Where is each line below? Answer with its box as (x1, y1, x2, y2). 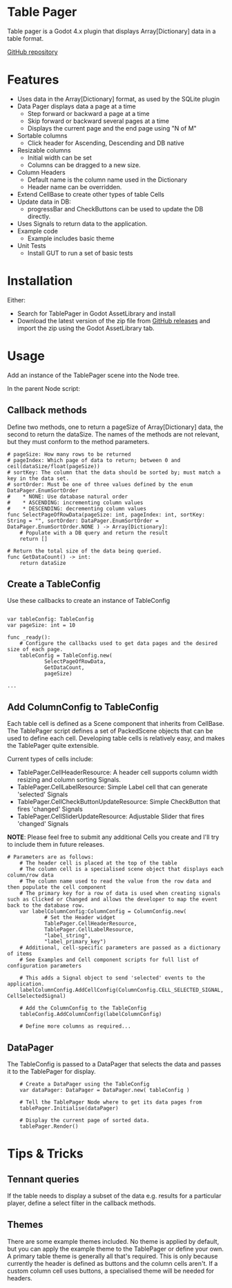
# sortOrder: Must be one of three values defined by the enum (7, 481, 193, 488)
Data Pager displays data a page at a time (17, 102, 136, 110)
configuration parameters (7, 963, 81, 970)
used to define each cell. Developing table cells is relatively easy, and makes (7, 734, 225, 742)
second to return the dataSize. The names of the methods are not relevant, (7, 430, 220, 439)
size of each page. (7, 646, 64, 653)
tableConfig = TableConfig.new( (19, 652, 113, 660)
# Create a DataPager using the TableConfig (19, 1081, 150, 1088)
